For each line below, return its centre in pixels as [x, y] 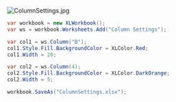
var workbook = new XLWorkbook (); [56, 23]
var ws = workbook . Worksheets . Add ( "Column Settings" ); [87, 29]
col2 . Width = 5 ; [30, 80]
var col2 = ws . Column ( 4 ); [44, 67]
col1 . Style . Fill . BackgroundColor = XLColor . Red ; [78, 48]
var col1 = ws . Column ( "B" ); [47, 42]
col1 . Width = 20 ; [32, 55]
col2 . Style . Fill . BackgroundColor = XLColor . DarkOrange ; [88, 73]
